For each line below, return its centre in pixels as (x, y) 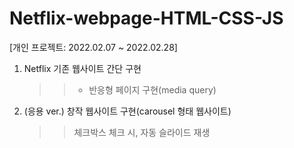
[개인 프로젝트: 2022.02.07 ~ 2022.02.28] (93, 47)
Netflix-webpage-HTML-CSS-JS (146, 18)
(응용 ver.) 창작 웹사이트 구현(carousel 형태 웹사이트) (127, 111)
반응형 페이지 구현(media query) (152, 89)
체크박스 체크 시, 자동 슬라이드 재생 (142, 132)
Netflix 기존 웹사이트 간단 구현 (82, 68)
